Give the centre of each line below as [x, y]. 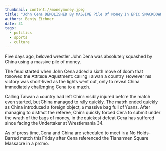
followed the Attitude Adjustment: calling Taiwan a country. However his [78, 76]
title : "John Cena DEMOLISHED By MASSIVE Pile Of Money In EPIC [73, 14]
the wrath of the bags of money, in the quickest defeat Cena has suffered [80, 118]
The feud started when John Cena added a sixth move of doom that [74, 71]
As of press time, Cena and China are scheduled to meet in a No [70, 133]
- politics [21, 33]
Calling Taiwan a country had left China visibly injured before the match [78, 96]
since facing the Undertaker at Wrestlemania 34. [54, 123]
